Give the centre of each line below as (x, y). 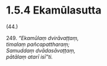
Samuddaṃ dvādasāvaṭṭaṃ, (41, 50)
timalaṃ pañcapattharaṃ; (38, 44)
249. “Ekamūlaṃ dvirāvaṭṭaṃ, (43, 38)
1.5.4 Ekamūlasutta (54, 10)
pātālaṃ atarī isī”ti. (29, 57)
